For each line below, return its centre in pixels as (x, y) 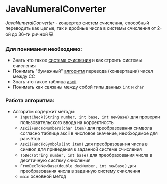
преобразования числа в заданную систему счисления (80, 171)
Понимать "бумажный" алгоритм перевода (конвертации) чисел (83, 71)
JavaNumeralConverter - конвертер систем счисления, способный (77, 23)
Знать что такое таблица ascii (45, 82)
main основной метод (43, 176)
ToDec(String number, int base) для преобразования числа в (86, 155)
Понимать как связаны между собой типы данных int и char (78, 87)
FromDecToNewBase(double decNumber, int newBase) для (78, 165)
